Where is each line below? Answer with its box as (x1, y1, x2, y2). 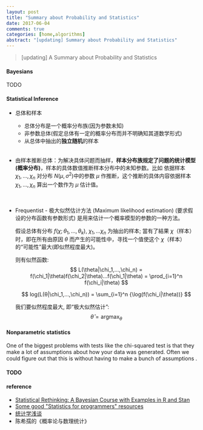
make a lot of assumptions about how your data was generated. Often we (6, 349, 190, 356)
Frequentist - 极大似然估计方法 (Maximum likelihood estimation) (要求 (15, 206, 188, 214)
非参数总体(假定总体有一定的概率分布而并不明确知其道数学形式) (24, 130, 182, 137)
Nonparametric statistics (6, 329, 71, 336)
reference (6, 383, 32, 390)
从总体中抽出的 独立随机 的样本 (24, 137, 99, 145)
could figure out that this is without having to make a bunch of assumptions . (6, 355, 198, 362)
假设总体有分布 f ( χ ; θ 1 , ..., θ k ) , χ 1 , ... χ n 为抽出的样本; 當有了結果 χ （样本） (15, 227, 195, 236)
